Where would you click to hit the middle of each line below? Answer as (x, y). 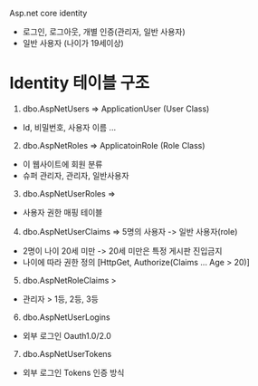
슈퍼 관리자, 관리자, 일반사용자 (76, 175)
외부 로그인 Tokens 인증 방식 (73, 372)
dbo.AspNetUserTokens (67, 353)
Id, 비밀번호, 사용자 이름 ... (69, 127)
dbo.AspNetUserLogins (66, 317)
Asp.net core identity (48, 13)
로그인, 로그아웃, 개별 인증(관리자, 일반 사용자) (104, 32)
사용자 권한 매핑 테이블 (62, 212)
